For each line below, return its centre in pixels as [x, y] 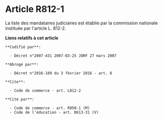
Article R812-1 [35, 9]
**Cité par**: [20, 99]
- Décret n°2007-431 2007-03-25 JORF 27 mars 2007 [63, 56]
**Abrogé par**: [22, 64]
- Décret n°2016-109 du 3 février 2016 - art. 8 [61, 73]
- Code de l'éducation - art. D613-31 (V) [54, 112]
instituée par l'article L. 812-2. [36, 28]
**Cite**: [15, 82]
